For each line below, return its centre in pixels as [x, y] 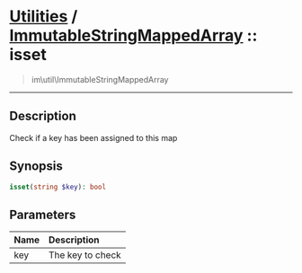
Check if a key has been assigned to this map [93, 137]
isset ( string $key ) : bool [58, 187]
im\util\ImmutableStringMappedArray [100, 79]
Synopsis [36, 167]
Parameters [43, 214]
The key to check [84, 255]
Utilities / [44, 17]
